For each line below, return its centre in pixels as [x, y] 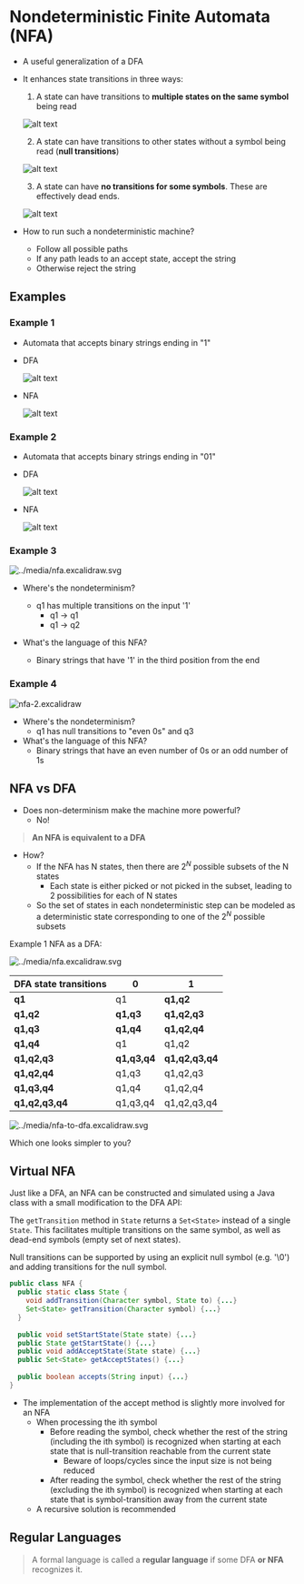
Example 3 [33, 550]
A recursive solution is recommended [106, 1508]
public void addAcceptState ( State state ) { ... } [109, 1352]
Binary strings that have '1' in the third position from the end [148, 661]
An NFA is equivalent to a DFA [88, 838]
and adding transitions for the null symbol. [88, 1267]
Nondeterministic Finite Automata [140, 17]
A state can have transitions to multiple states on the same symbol [162, 96]
